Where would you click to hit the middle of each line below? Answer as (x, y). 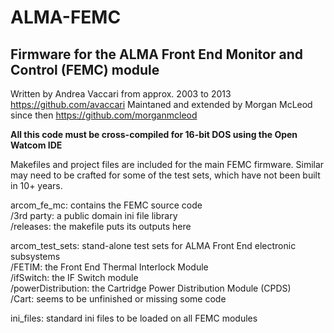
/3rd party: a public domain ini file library (94, 215)
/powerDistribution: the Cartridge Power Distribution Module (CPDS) (151, 288)
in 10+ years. (36, 185)
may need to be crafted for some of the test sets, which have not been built (165, 175)
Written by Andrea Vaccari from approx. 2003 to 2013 (121, 94)
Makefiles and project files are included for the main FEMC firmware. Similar (167, 164)
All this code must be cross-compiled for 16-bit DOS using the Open (154, 134)
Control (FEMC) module (85, 69)
